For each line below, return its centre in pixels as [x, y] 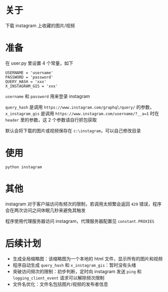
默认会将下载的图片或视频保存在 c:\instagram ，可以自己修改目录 [73, 130]
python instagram [24, 167]
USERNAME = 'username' [29, 73]
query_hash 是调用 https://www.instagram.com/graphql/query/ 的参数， [80, 107]
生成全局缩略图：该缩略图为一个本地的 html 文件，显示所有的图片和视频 [88, 258]
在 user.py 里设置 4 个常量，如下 [39, 63]
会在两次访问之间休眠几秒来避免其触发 [45, 210]
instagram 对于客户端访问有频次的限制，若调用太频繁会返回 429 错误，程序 [83, 204]
